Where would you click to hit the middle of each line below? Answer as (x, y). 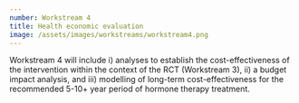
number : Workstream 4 (50, 18)
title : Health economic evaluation (77, 26)
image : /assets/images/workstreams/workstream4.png (109, 34)
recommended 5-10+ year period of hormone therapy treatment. (130, 89)
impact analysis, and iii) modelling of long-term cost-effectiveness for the (146, 80)
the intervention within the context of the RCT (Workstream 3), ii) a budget (148, 70)
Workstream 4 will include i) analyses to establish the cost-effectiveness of (149, 61)
